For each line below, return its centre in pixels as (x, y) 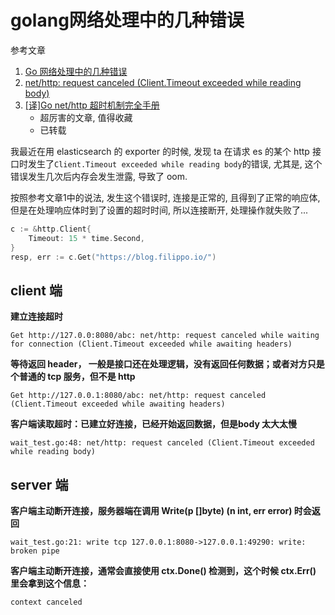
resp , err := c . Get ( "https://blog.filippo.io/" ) (113, 257)
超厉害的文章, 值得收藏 (86, 117)
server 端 (39, 484)
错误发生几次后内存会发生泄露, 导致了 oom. (99, 176)
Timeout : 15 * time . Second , (86, 238)
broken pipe (35, 551)
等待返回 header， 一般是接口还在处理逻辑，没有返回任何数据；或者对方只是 (167, 364)
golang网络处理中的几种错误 (127, 20)
